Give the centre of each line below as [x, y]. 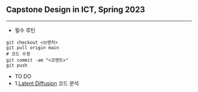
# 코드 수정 [18, 54]
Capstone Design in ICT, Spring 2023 [76, 10]
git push [17, 65]
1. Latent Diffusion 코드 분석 [47, 83]
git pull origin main [33, 47]
